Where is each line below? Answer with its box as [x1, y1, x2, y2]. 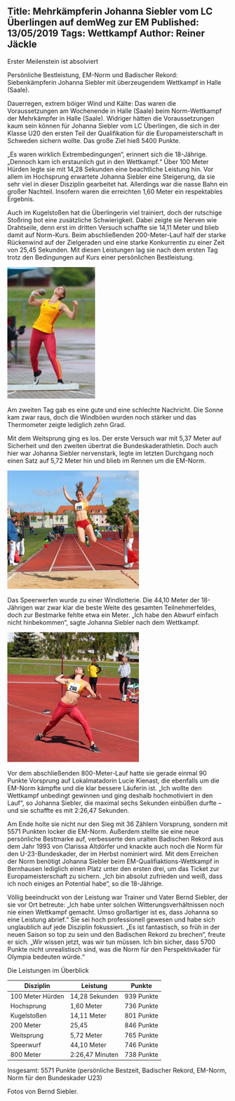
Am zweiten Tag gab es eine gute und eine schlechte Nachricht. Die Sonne [7, 405, 224, 414]
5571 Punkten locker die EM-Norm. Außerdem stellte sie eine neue [7, 827, 199, 835]
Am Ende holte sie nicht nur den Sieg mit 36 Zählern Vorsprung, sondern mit [7, 820, 228, 828]
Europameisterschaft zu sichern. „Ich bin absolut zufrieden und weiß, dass [7, 872, 223, 880]
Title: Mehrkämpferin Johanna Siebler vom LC [7, 6, 213, 18]
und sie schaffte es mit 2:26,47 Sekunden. [7, 806, 130, 814]
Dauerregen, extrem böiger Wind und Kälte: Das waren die [7, 99, 177, 107]
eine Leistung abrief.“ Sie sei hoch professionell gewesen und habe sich [7, 915, 215, 924]
